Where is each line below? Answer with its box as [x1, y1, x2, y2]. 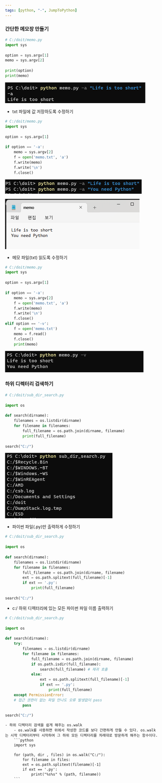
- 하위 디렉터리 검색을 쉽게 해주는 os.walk [5, 723, 83, 728]
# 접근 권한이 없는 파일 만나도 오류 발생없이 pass [14, 697, 102, 703]
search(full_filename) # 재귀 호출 [39, 667, 108, 672]
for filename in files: [22, 757, 71, 763]
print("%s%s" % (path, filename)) [31, 772, 101, 777]
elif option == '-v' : [5, 321, 49, 326]
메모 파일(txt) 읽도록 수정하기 [12, 255, 68, 260]
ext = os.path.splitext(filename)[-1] [22, 762, 101, 767]
